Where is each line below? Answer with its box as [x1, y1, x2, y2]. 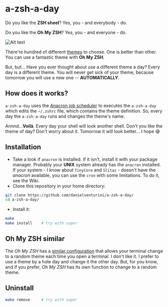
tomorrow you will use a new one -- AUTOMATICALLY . [5, 74, 120, 80]
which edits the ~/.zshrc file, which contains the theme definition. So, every [5, 108, 162, 114]
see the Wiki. [12, 177, 40, 183]
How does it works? [5, 89, 68, 98]
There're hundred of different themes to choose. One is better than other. [5, 49, 157, 55]
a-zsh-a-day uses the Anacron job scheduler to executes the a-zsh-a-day [5, 103, 157, 109]
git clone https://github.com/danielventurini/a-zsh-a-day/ [5, 192, 134, 197]
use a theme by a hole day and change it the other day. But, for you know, [5, 258, 158, 264]
